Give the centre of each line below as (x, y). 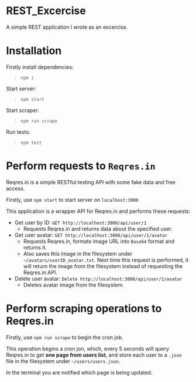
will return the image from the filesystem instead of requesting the (103, 266)
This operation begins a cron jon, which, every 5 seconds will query (88, 349)
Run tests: (18, 132)
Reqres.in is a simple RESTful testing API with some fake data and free (91, 182)
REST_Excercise (46, 11)
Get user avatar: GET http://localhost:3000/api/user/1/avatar (91, 235)
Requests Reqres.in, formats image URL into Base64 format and (99, 241)
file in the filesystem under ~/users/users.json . (63, 361)
